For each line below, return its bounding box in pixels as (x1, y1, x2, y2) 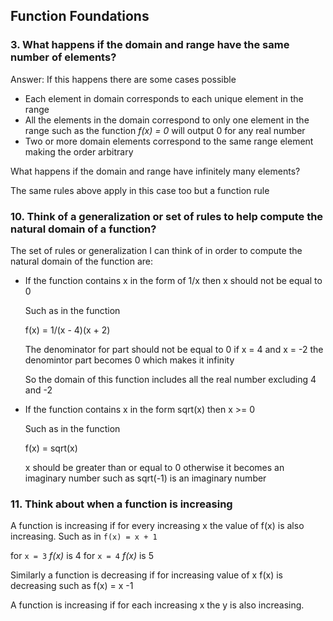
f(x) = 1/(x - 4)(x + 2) (24, 324, 111, 336)
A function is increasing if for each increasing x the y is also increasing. (10, 599, 305, 611)
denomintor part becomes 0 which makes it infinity (24, 354, 235, 366)
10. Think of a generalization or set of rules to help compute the (10, 209, 324, 223)
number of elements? (10, 50, 117, 64)
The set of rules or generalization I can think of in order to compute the (10, 244, 303, 256)
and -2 (24, 384, 53, 396)
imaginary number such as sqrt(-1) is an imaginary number (24, 472, 267, 484)
